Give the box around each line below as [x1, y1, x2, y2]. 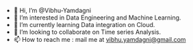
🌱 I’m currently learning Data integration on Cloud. [13, 21, 155, 28]
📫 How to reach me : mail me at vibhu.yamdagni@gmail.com [13, 36, 186, 43]
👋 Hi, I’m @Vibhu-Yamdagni [13, 7, 91, 14]
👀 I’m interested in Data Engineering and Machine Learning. [13, 14, 181, 22]
